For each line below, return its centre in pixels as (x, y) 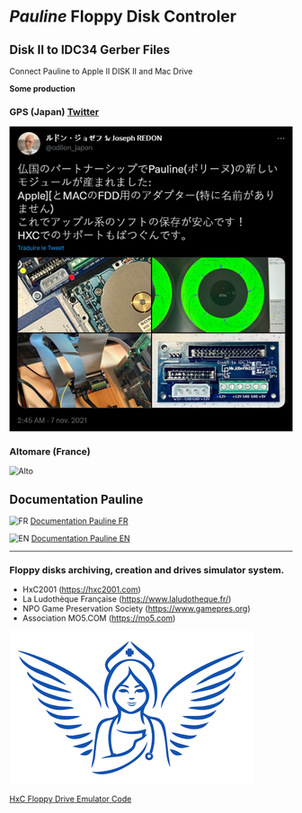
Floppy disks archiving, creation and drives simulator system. (147, 570)
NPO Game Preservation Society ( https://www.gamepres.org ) (136, 609)
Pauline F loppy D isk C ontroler (123, 17)
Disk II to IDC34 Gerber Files (90, 50)
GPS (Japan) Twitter (54, 111)
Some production (42, 88)
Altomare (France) (50, 451)
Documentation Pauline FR (79, 521)
